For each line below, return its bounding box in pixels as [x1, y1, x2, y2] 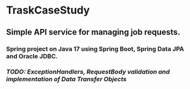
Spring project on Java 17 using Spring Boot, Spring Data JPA [6, 45, 185, 53]
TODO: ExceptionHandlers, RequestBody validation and [6, 68, 170, 76]
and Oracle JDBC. [6, 52, 58, 60]
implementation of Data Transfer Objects [6, 75, 127, 83]
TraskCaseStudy [6, 4, 90, 17]
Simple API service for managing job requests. [6, 27, 181, 37]
